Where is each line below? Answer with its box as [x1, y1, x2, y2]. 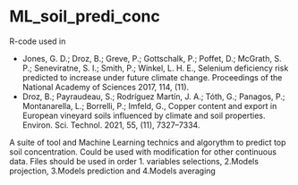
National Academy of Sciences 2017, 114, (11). [21, 81, 190, 92]
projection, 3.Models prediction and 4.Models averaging [9, 165, 217, 176]
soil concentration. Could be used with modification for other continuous [9, 146, 277, 157]
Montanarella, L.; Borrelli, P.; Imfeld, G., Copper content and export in [21, 100, 277, 111]
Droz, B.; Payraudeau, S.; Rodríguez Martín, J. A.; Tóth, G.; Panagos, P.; [21, 91, 285, 102]
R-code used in [9, 36, 66, 46]
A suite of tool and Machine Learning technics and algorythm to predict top [9, 137, 286, 147]
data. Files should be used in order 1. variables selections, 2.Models [9, 156, 260, 166]
